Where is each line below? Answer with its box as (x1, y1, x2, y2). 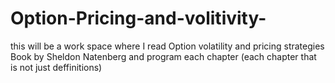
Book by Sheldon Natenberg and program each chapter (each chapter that (10, 50, 317, 62)
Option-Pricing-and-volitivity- (10, 7, 267, 30)
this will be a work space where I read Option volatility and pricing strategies (10, 40, 325, 52)
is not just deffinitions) (10, 61, 103, 73)
